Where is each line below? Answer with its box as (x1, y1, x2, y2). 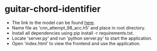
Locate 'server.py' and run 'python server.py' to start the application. (11, 35, 153, 41)
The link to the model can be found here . (11, 20, 95, 25)
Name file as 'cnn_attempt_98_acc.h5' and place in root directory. (11, 25, 146, 30)
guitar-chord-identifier (4, 3, 101, 15)
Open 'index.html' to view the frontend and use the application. (11, 40, 141, 46)
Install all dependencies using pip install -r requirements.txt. (11, 30, 134, 36)
